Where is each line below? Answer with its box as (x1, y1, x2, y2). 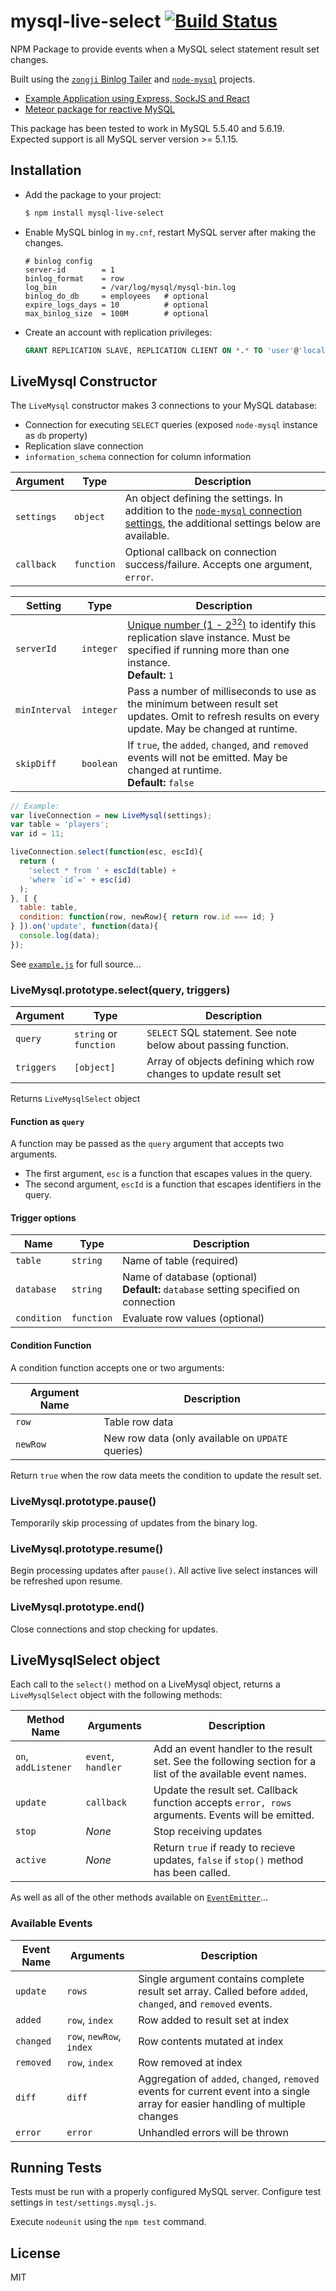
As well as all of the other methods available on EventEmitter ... (10, 1891, 269, 1904)
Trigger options (10, 1211, 77, 1224)
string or (74, 1027, 118, 1041)
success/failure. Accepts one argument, (124, 558, 313, 572)
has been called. (153, 1866, 231, 1880)
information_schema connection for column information (24, 451, 252, 463)
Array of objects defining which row (146, 1055, 315, 1069)
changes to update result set (146, 1067, 282, 1081)
